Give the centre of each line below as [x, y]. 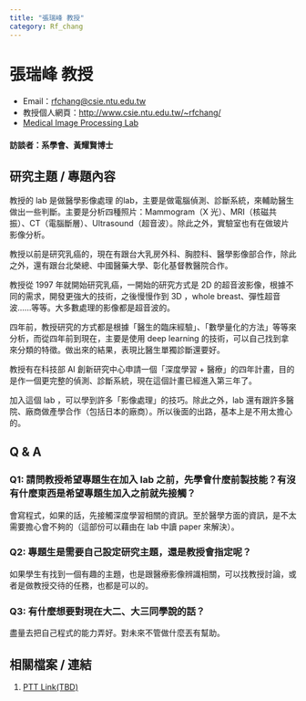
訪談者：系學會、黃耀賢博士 [61, 145]
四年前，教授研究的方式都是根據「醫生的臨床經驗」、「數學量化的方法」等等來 [153, 327]
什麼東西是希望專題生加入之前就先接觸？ [107, 494]
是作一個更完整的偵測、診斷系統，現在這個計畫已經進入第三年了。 [133, 381]
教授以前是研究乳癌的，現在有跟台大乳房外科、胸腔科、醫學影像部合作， [145, 254]
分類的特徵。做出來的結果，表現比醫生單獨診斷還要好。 [121, 350]
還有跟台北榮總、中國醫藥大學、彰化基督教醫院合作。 [133, 265]
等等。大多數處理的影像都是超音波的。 [103, 308]
